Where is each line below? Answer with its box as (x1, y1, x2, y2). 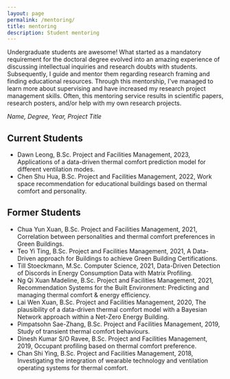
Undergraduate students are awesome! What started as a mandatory (7, 48, 201, 56)
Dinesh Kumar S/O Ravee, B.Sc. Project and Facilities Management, (16, 334, 208, 343)
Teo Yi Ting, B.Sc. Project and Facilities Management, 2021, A (16, 246, 192, 255)
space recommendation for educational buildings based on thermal (16, 180, 207, 188)
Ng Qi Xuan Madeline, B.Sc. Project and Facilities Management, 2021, (16, 276, 214, 284)
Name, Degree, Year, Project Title (7, 113, 102, 121)
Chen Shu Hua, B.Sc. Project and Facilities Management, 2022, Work (16, 172, 213, 181)
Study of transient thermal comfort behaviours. (16, 327, 150, 335)
